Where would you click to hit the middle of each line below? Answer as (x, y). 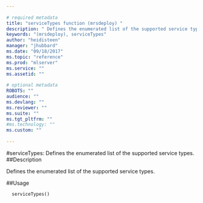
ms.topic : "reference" (35, 57)
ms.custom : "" (24, 130)
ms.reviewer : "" (27, 108)
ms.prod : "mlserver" (32, 62)
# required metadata (32, 18)
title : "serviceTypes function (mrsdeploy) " (64, 23)
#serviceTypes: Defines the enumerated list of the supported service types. (100, 153)
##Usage (18, 183)
